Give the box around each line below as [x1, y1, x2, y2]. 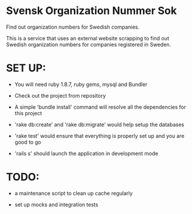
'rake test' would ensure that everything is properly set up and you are [14, 132, 184, 139]
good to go [14, 139, 42, 146]
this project [14, 109, 42, 116]
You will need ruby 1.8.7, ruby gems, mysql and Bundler [14, 81, 148, 88]
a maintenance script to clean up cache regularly [14, 189, 133, 196]
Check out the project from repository [14, 92, 107, 99]
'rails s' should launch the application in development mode [14, 150, 159, 157]
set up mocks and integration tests [14, 201, 98, 208]
